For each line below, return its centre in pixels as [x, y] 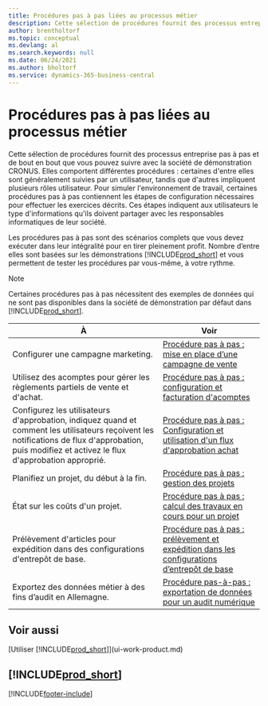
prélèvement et [191, 539]
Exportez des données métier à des [79, 587]
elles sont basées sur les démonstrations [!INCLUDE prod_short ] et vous [126, 254]
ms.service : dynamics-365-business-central [82, 75]
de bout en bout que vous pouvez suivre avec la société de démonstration [130, 162]
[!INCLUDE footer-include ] [51, 694]
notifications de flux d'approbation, [78, 440]
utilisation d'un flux [198, 440]
